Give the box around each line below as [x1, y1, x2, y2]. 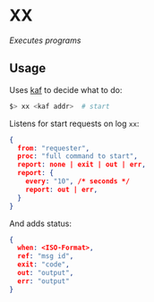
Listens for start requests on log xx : [9, 118, 140, 129]
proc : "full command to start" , [17, 152, 139, 161]
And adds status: [9, 218, 72, 229]
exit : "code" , [17, 260, 70, 269]
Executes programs [9, 35, 81, 46]
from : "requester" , [17, 144, 90, 153]
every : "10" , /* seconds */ [25, 177, 130, 186]
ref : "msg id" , [17, 252, 74, 261]
